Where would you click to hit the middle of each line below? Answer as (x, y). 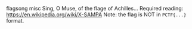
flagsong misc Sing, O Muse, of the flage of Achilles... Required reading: (95, 8)
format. (15, 21)
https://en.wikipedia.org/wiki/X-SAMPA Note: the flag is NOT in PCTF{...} (96, 14)
